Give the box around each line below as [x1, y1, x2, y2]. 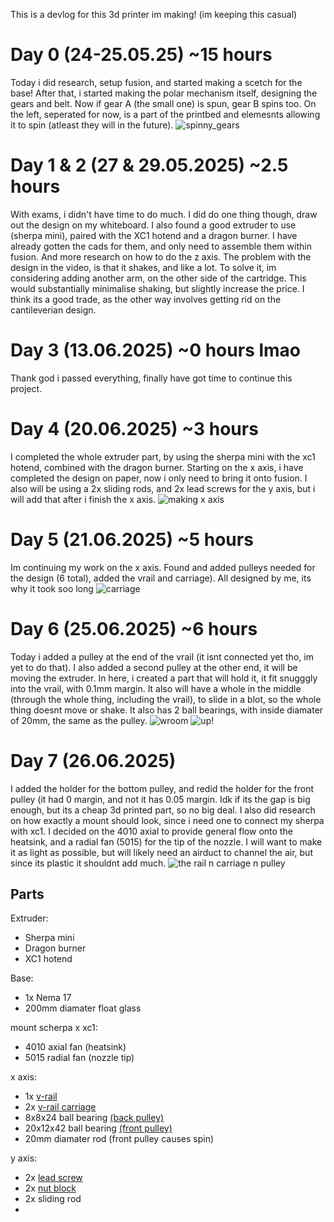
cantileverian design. [10, 304, 97, 316]
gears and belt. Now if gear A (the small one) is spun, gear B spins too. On [10, 97, 317, 109]
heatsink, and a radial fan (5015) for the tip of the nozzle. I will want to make [10, 835, 323, 848]
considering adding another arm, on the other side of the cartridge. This [10, 272, 307, 284]
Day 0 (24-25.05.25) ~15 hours [10, 44, 273, 66]
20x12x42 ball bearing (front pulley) [24, 1122, 173, 1134]
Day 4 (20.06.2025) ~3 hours [10, 418, 259, 440]
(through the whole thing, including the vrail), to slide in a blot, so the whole [10, 693, 322, 705]
